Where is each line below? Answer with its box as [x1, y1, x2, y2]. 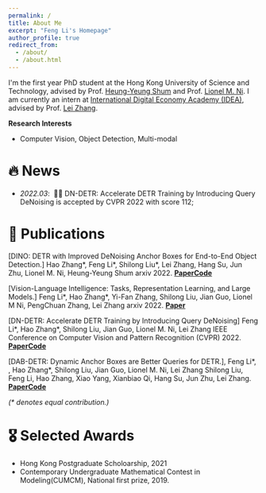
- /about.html [15, 56, 62, 64]
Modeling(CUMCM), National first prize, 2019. [19, 475, 169, 485]
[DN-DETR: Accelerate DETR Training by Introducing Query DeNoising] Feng [8, 316, 259, 325]
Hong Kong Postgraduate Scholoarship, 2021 [19, 458, 168, 468]
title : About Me [8, 19, 62, 27]
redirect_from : [8, 41, 59, 49]
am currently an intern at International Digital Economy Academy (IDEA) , [8, 95, 245, 104]
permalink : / [8, 11, 52, 20]
